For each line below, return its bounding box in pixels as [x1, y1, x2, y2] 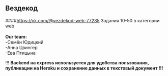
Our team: [5, 33, 27, 40]
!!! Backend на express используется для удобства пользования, [5, 59, 149, 65]
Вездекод [5, 4, 38, 13]
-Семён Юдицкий [5, 39, 44, 45]
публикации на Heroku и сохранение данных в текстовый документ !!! [5, 65, 163, 71]
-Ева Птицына [5, 50, 36, 56]
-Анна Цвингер [5, 44, 38, 50]
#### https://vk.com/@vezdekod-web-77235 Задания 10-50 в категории [5, 17, 160, 23]
